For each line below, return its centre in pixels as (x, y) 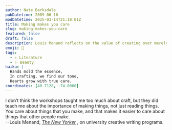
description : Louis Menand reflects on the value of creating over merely (87, 43)
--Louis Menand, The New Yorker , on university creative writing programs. (84, 122)
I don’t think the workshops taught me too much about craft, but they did (82, 100)
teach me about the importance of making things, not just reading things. (82, 106)
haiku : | (15, 67)
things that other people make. (38, 116)
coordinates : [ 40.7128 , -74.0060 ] (42, 86)
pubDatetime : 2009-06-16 (32, 15)
